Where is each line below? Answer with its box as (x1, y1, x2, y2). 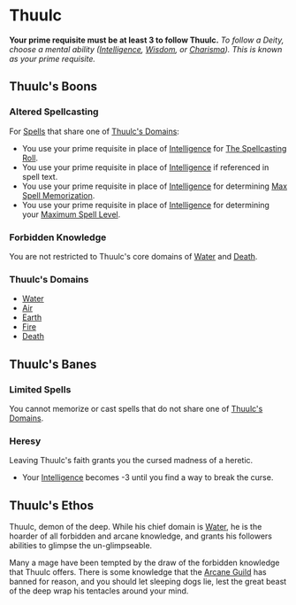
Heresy (9, 435, 42, 447)
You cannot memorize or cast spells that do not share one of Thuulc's (9, 403, 263, 414)
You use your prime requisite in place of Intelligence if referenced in (21, 161, 269, 173)
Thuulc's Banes (9, 356, 97, 372)
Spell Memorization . (21, 190, 95, 200)
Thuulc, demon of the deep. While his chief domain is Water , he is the (9, 522, 262, 532)
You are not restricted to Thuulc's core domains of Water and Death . (9, 251, 258, 261)
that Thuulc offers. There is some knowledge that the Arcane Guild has (9, 567, 267, 578)
